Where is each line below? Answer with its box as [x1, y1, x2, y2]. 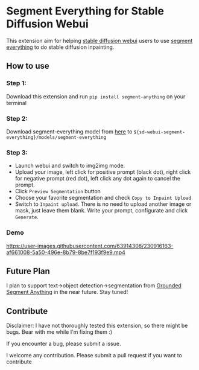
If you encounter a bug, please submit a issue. [6, 340, 121, 348]
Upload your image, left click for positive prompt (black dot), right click [14, 168, 191, 176]
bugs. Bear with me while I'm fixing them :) [6, 328, 113, 336]
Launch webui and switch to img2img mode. [14, 162, 125, 170]
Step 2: [6, 114, 28, 123]
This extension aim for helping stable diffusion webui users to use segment [6, 37, 193, 44]
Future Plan [6, 266, 50, 276]
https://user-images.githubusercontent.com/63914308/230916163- [6, 242, 174, 249]
